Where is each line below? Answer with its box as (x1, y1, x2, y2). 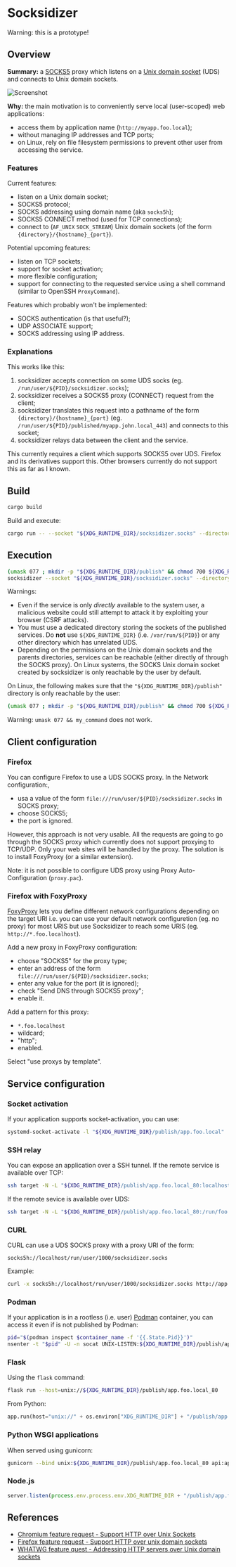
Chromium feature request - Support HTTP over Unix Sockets (17, 1530, 196, 1539)
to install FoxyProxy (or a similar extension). (7, 853, 133, 861)
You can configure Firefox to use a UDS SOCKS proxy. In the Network (7, 773, 209, 782)
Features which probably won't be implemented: (7, 301, 147, 309)
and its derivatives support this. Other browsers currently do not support (7, 457, 218, 465)
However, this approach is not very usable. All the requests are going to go (7, 830, 223, 839)
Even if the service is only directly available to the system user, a (17, 601, 205, 610)
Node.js (7, 1476, 35, 1486)
